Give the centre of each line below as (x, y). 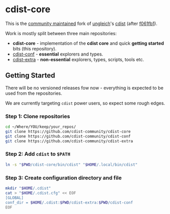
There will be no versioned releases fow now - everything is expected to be (84, 88)
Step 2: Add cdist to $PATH (38, 154)
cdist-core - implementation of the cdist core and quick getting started (88, 43)
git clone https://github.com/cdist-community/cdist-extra (69, 141)
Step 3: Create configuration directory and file (64, 178)
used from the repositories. (34, 93)
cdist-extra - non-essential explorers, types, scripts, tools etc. (78, 59)
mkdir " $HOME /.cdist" (28, 189)
